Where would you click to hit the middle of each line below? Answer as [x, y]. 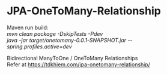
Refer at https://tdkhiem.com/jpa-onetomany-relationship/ [79, 64]
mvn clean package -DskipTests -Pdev [55, 33]
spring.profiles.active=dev [39, 47]
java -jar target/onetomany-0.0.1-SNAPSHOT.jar [67, 40]
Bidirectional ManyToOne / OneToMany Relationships [72, 58]
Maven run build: [28, 27]
